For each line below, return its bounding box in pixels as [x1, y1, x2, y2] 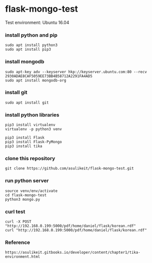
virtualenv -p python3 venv [5, 127, 62, 132]
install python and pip [5, 32, 57, 38]
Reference [5, 239, 30, 245]
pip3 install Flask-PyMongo [5, 140, 62, 145]
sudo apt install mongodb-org [5, 78, 67, 83]
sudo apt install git [5, 100, 49, 105]
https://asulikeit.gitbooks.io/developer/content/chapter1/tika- [5, 250, 140, 255]
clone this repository [5, 155, 56, 162]
